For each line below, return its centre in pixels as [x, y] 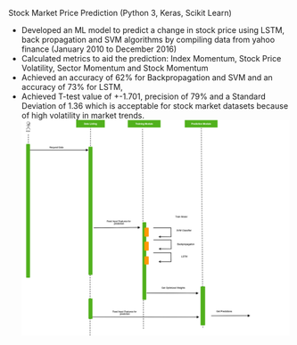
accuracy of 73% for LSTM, [72, 87]
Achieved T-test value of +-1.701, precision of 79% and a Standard [144, 96]
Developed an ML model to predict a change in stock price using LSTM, [153, 30]
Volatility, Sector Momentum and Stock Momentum [115, 68]
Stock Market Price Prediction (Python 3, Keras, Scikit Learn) [120, 13]
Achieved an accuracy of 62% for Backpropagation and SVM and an [147, 78]
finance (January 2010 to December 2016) [99, 49]
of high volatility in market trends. [82, 115]
